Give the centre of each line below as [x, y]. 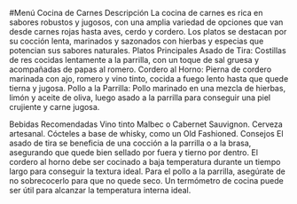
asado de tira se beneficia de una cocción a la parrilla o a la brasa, [130, 143]
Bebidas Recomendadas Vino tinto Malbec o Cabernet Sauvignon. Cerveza [146, 124]
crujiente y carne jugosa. [55, 107]
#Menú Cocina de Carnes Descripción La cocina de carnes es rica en [136, 13]
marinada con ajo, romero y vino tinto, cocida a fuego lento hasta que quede [149, 78]
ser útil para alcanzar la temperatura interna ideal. [100, 190]
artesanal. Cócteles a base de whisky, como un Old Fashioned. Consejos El [146, 133]
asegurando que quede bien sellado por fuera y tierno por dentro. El [134, 153]
